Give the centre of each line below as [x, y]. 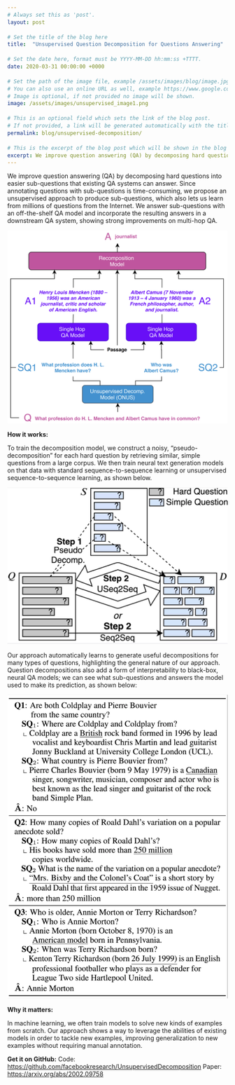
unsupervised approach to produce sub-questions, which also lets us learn [115, 198]
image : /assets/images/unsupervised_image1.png [78, 104]
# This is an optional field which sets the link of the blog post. [109, 118]
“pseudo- [184, 448]
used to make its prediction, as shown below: [72, 685]
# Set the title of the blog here [58, 37]
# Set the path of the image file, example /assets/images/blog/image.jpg [119, 81]
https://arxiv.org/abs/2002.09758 [55, 1074]
